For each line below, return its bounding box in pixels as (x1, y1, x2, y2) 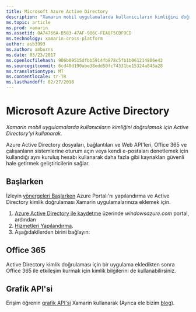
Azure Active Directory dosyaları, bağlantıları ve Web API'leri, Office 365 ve (6, 141, 187, 148)
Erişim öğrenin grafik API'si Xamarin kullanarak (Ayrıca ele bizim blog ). (6, 299, 175, 307)
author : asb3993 (6, 41, 45, 47)
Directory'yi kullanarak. (6, 130, 62, 137)
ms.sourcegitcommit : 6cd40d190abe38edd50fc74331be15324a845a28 (6, 63, 163, 69)
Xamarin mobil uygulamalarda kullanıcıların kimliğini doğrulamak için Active (6, 123, 189, 130)
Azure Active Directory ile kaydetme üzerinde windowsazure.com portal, (14, 210, 190, 217)
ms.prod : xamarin (6, 25, 48, 31)
